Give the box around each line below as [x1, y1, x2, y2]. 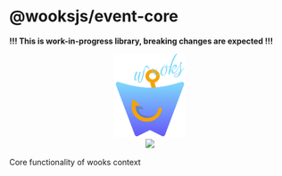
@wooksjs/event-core [9, 6, 178, 27]
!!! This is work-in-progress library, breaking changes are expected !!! [9, 36, 274, 46]
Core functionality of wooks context [9, 157, 141, 168]
